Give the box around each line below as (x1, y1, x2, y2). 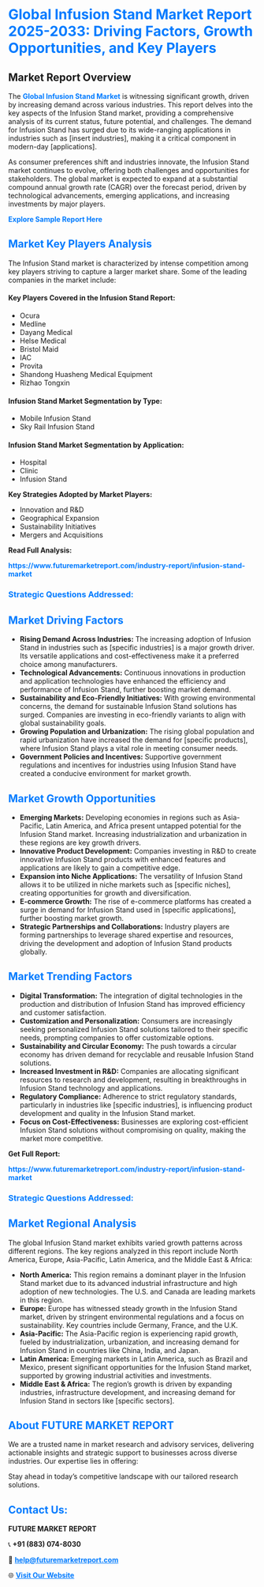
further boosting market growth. (19, 913, 125, 922)
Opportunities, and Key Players (8, 40, 217, 57)
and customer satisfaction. (19, 1008, 106, 1017)
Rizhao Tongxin (19, 378, 70, 388)
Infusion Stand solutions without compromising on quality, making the (19, 1125, 247, 1135)
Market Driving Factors (8, 613, 124, 627)
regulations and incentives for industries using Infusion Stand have (19, 760, 236, 770)
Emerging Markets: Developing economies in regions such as (19, 812, 221, 822)
